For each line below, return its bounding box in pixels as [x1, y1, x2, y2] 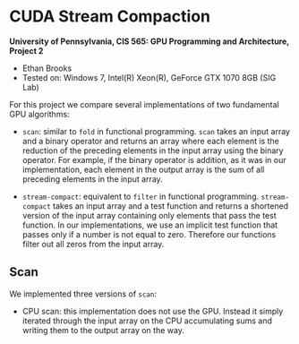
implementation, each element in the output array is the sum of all [21, 164, 265, 175]
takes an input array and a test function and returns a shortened [52, 200, 289, 211]
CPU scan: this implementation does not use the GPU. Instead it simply [21, 305, 284, 316]
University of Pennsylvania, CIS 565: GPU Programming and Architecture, [9, 36, 289, 47]
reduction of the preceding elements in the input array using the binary [21, 145, 284, 156]
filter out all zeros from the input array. [21, 238, 165, 249]
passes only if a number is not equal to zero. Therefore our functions [21, 228, 277, 239]
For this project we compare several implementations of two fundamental [9, 99, 279, 109]
